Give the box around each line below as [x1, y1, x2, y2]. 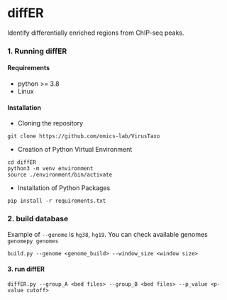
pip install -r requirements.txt [7, 197, 106, 205]
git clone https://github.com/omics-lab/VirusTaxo [7, 133, 160, 140]
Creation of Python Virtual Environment [17, 145, 133, 154]
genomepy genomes [7, 238, 59, 245]
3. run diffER [7, 265, 45, 274]
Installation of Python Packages [17, 184, 111, 192]
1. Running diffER [7, 46, 67, 56]
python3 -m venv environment [7, 165, 94, 172]
